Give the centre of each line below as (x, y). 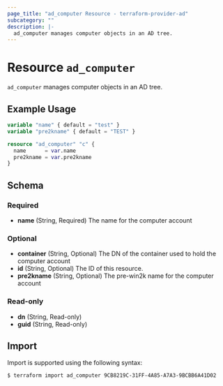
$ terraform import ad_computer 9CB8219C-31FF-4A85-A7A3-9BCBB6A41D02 (112, 376)
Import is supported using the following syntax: (75, 363)
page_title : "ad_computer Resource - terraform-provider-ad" (98, 14)
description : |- (31, 27)
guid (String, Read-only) (52, 324)
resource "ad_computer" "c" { (51, 144)
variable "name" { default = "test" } (63, 125)
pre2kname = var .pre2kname (53, 157)
